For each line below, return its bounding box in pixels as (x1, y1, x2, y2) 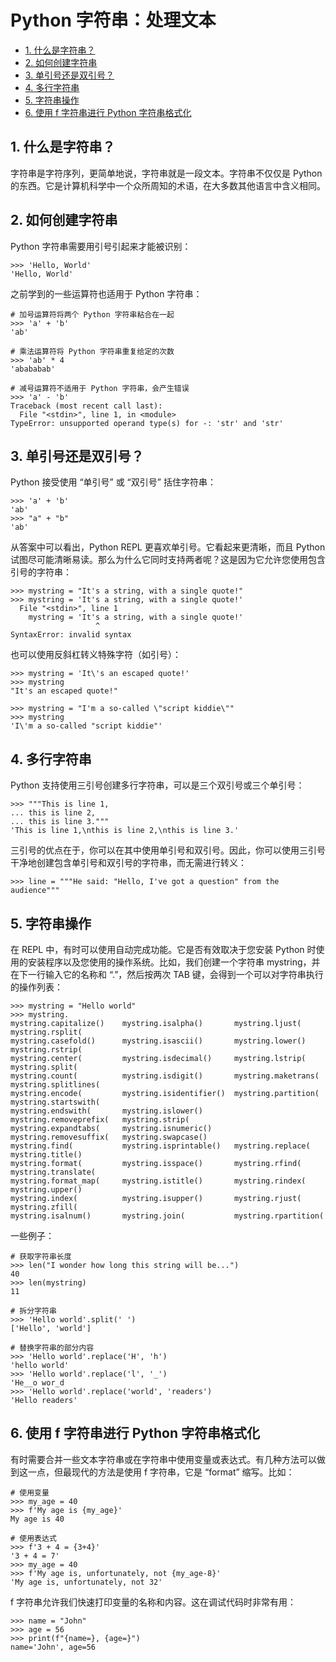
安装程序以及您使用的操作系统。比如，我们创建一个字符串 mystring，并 (27, 956, 321, 968)
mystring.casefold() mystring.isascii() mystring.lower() (10, 1036, 307, 1046)
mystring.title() (10, 1150, 83, 1160)
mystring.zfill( (10, 1202, 78, 1212)
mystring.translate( (10, 1167, 97, 1177)
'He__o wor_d (10, 1378, 65, 1388)
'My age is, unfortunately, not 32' (10, 1577, 163, 1587)
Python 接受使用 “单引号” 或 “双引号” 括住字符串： (10, 476, 217, 488)
